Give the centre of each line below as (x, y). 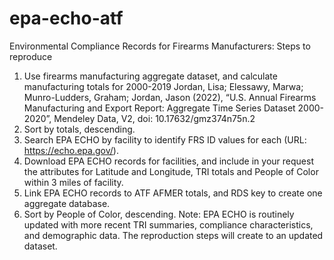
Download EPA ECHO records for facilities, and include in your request (168, 161)
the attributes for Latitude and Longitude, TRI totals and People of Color (171, 171)
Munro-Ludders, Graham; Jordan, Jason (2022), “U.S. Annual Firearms (170, 97)
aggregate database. (67, 203)
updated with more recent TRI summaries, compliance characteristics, (168, 224)
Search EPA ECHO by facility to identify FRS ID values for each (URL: (165, 139)
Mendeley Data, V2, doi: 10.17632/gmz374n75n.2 (154, 118)
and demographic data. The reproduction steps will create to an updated (173, 235)
